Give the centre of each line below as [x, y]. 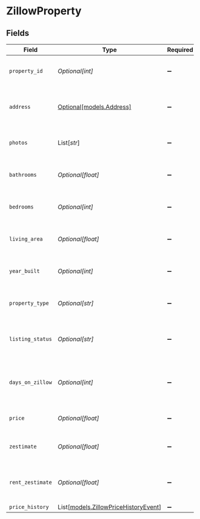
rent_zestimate [31, 482]
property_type [29, 303]
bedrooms [21, 207]
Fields [18, 33]
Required [180, 50]
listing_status [31, 339]
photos [18, 142]
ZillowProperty [44, 11]
